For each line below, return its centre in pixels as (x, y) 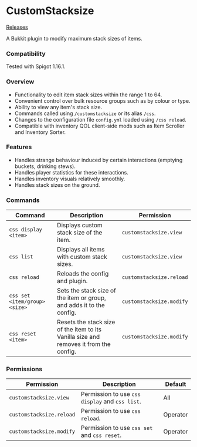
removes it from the (84, 344)
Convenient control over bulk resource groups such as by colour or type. (102, 100)
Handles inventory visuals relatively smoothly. (70, 179)
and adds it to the (81, 305)
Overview (20, 82)
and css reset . (101, 435)
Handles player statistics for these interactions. (72, 172)
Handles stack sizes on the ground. (57, 185)
